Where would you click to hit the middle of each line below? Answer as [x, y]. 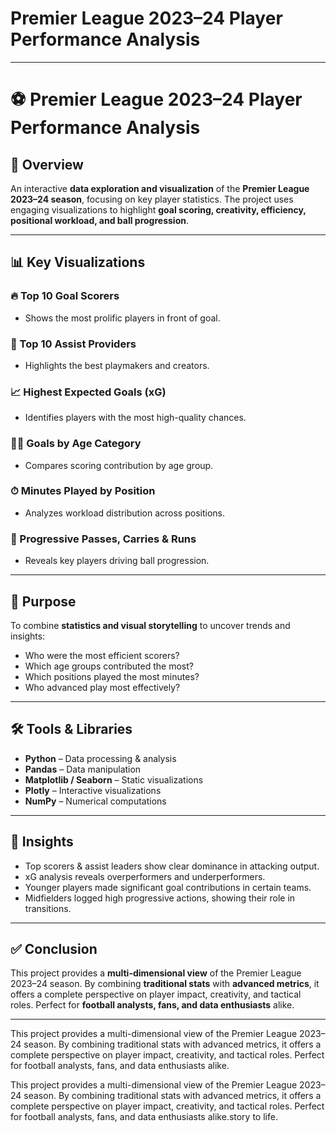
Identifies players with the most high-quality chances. [135, 418]
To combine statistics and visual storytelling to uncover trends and [150, 625]
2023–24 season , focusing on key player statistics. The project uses [152, 199]
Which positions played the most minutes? [112, 676]
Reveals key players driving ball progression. [117, 561]
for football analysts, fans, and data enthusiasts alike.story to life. [144, 1117]
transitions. [48, 908]
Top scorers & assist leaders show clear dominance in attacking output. [172, 866]
